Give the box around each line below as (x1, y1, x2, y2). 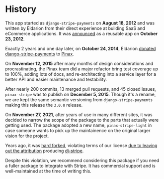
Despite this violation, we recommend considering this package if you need (5, 157, 160, 163)
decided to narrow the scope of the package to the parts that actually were (5, 117, 159, 123)
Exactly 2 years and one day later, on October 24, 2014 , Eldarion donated (5, 45, 156, 51)
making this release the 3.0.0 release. (5, 102, 83, 108)
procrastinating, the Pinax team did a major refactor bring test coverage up (5, 66, 158, 72)
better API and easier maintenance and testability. (5, 76, 107, 82)
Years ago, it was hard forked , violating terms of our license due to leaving (5, 142, 158, 148)
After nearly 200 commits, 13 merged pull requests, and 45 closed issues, (5, 86, 157, 92)
